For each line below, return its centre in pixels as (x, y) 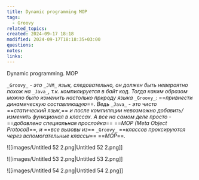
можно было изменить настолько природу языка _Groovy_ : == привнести (100, 97)
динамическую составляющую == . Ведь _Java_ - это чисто (82, 104)
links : (15, 56)
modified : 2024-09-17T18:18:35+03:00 (54, 39)
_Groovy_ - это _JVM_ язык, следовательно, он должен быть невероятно (97, 85)
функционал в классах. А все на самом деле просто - (102, 117)
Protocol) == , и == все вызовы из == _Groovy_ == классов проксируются (96, 129)
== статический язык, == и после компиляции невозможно (81, 110)
